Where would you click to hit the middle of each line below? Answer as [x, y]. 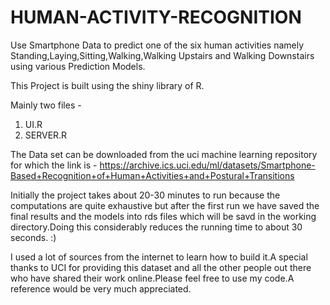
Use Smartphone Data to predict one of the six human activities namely [157, 45]
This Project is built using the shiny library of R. [107, 85]
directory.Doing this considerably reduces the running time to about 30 [156, 227]
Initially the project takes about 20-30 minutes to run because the [145, 195]
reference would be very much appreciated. [101, 288]
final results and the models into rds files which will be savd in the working [163, 216]
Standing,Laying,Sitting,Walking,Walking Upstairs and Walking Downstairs [162, 55]
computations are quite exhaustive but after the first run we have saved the [165, 205]
